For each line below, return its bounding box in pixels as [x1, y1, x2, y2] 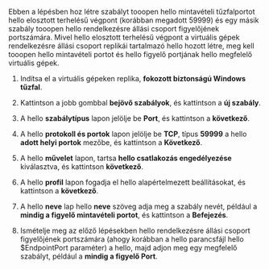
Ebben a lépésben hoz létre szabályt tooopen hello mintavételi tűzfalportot [8, 7, 255, 16]
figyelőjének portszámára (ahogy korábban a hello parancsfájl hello [19, 234, 244, 244]
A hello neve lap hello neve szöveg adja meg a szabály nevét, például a [19, 201, 258, 211]
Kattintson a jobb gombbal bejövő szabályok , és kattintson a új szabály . [19, 98, 262, 107]
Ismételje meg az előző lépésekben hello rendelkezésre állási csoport [19, 226, 251, 235]
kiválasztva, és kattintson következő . [19, 162, 143, 172]
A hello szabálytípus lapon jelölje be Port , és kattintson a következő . [19, 114, 250, 123]
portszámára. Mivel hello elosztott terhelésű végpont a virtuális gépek [8, 32, 240, 42]
